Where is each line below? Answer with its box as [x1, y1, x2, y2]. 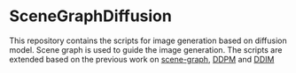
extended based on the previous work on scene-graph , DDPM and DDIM [9, 54, 275, 64]
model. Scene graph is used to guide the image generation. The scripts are [9, 44, 283, 55]
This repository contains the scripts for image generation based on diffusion [9, 35, 287, 46]
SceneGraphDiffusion [9, 6, 173, 26]
